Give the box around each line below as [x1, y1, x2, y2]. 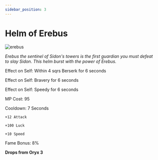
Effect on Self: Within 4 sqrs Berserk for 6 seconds [5, 68, 106, 73]
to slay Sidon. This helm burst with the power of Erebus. [5, 58, 117, 64]
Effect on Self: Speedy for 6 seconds [5, 87, 79, 92]
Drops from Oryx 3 [5, 149, 43, 155]
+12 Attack [5, 115, 27, 119]
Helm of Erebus [5, 28, 68, 39]
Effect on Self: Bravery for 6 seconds [5, 77, 79, 83]
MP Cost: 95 [5, 96, 30, 102]
